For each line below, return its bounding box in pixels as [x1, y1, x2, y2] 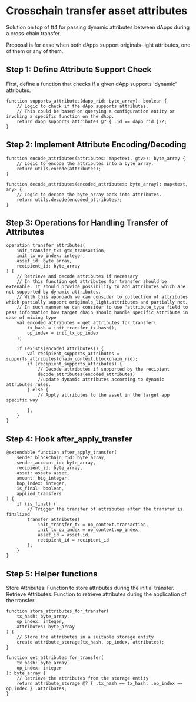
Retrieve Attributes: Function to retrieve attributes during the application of [6, 591, 187, 598]
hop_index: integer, [16, 480, 67, 487]
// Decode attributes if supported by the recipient [37, 367, 170, 373]
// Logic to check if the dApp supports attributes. [16, 103, 149, 109]
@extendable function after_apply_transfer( [6, 450, 117, 456]
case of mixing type [6, 315, 57, 321]
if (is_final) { [16, 501, 57, 507]
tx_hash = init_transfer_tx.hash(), [27, 325, 117, 331]
